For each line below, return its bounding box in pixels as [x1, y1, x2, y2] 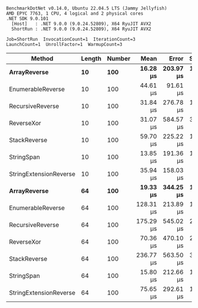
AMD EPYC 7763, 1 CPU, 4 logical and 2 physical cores [6, 11, 144, 17]
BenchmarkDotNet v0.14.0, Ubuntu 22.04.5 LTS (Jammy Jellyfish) [6, 5, 167, 11]
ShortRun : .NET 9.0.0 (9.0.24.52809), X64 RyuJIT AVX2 [11, 26, 151, 32]
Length [81, 54, 102, 63]
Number [107, 54, 131, 63]
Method [31, 54, 54, 63]
